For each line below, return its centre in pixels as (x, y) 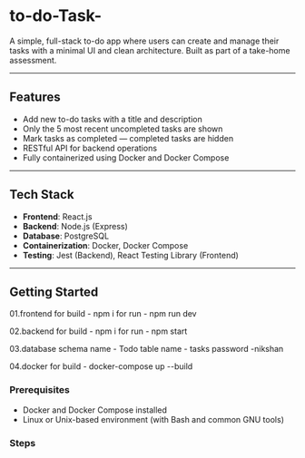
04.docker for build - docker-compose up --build (101, 366)
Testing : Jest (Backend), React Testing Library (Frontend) (130, 255)
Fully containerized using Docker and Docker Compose (126, 157)
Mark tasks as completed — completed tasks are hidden (128, 138)
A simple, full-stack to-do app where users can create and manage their (144, 41)
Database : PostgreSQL (66, 236)
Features (35, 97)
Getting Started (54, 292)
